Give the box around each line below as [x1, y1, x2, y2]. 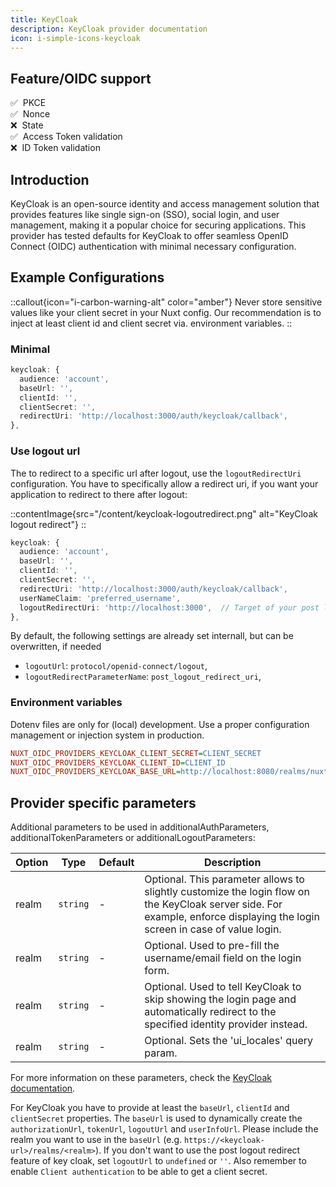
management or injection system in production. [10, 729, 205, 741]
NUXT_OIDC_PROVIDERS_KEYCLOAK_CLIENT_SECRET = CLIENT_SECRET [10, 748, 262, 758]
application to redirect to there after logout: [10, 488, 188, 500]
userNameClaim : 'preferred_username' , [19, 593, 182, 603]
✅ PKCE [10, 97, 47, 109]
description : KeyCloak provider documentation [10, 24, 208, 34]
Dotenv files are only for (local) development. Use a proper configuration [10, 718, 310, 730]
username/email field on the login [144, 951, 302, 965]
